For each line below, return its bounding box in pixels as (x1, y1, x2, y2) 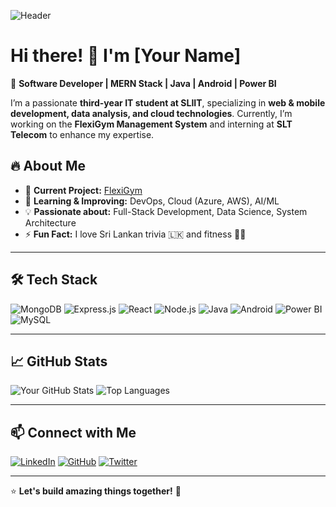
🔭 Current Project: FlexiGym (24, 184, 143, 196)
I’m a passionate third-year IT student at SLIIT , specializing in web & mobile (10, 96, 326, 109)
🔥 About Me (10, 158, 86, 175)
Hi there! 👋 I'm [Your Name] (10, 45, 242, 67)
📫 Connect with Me (10, 424, 137, 441)
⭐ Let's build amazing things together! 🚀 (10, 485, 182, 497)
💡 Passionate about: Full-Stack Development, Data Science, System (24, 205, 308, 217)
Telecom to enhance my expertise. (10, 128, 155, 140)
